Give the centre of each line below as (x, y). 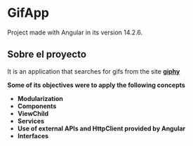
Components (37, 106)
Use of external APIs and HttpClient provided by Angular (101, 128)
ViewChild (33, 113)
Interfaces (33, 135)
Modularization (40, 98)
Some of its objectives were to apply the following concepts (96, 85)
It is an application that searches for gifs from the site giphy (94, 71)
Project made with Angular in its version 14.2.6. (75, 32)
